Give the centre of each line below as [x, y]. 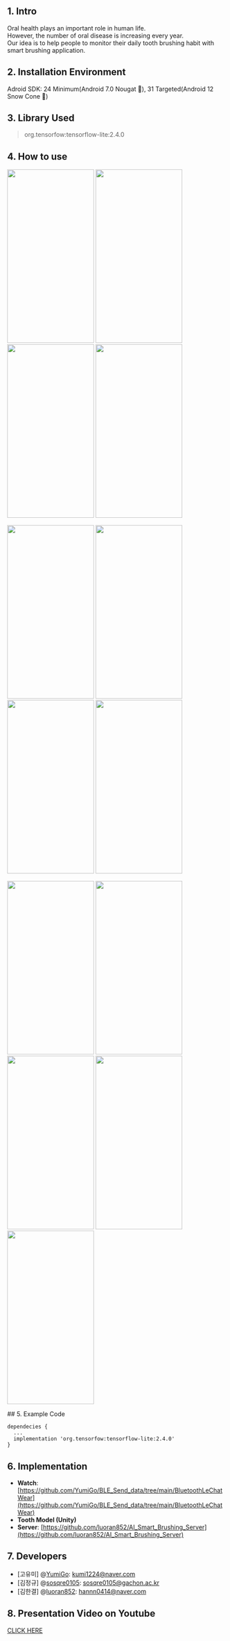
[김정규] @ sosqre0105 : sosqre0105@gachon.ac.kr [88, 1583]
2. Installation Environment [67, 72]
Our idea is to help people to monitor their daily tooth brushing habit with [111, 43]
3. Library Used [41, 118]
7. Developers [37, 1557]
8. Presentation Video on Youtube [81, 1614]
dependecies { [28, 1427]
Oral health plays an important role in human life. [77, 28]
